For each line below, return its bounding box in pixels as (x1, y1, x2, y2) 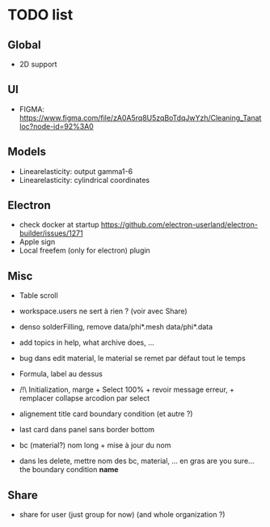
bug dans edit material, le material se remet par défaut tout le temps (19, 354, 246, 363)
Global (7, 38, 41, 52)
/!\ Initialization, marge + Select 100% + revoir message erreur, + (19, 385, 235, 394)
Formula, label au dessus (19, 369, 103, 379)
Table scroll (19, 291, 58, 300)
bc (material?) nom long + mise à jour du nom (19, 440, 171, 450)
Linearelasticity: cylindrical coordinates (19, 175, 150, 185)
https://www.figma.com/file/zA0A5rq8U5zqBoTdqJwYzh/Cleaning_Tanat (19, 113, 262, 122)
